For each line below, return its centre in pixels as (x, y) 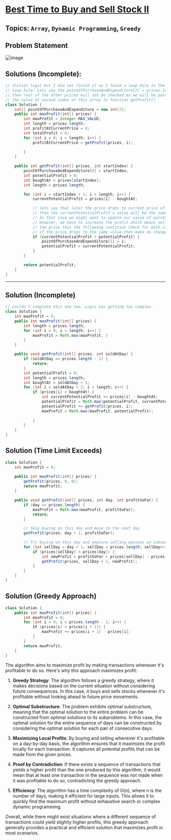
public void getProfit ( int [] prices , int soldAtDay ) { (74, 354)
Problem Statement (37, 45)
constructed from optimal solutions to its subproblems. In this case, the (87, 717)
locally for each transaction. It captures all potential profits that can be (86, 749)
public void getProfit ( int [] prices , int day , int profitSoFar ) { (86, 500)
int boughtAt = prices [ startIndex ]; (62, 180)
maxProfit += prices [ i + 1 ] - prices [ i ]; (86, 632)
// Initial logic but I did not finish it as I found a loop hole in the (85, 86)
